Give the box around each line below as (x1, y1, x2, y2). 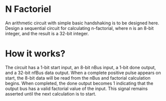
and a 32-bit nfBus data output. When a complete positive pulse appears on (5, 70, 161, 76)
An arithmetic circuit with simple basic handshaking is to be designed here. (5, 20, 160, 26)
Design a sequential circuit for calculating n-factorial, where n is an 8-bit (5, 25, 154, 31)
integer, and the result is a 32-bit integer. (5, 30, 89, 36)
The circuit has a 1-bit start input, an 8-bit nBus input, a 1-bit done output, (5, 64, 156, 70)
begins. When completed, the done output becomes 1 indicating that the (5, 80, 154, 86)
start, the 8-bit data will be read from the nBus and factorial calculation (5, 75, 151, 81)
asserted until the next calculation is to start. (5, 91, 96, 97)
